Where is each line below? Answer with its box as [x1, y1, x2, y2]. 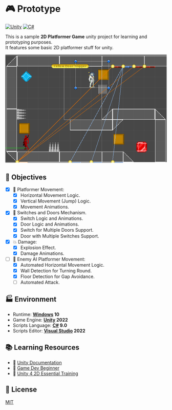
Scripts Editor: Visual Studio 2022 [12, 327, 85, 333]
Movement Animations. [20, 204, 69, 210]
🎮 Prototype [5, 3, 61, 15]
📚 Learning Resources [5, 343, 80, 352]
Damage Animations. [20, 250, 64, 256]
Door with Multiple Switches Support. [20, 233, 99, 239]
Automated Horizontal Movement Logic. [20, 262, 105, 268]
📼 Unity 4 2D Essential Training [12, 370, 78, 377]
